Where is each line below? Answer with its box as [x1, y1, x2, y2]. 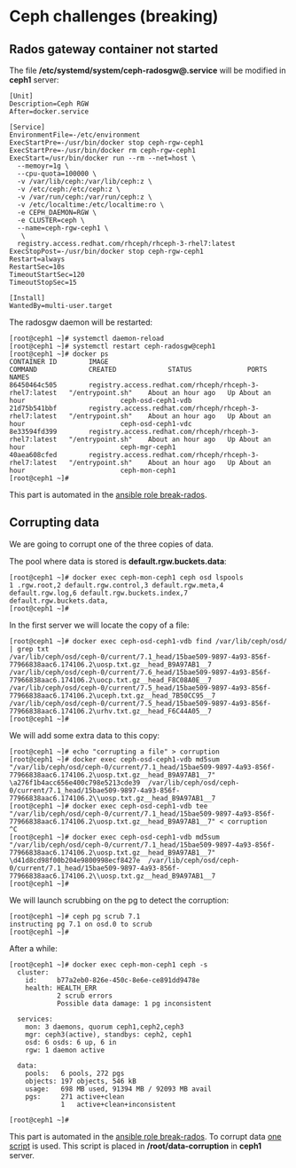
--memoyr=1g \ [17, 162, 69, 170]
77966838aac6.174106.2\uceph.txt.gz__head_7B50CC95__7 [9, 691, 216, 700]
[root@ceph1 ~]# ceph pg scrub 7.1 [9, 912, 141, 920]
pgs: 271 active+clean [25, 1092, 125, 1101]
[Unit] [9, 91, 34, 100]
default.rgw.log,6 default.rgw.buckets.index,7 [9, 588, 189, 597]
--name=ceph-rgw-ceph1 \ [17, 224, 109, 233]
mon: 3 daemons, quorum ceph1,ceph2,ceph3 [25, 1022, 184, 1031]
